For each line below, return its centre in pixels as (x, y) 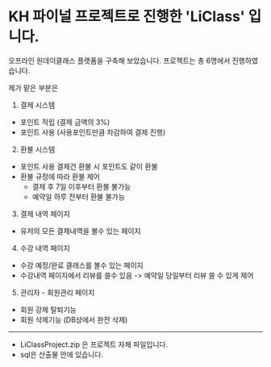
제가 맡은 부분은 (33, 88)
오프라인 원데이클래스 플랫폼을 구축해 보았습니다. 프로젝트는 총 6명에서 (119, 60)
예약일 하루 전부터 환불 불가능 (78, 196)
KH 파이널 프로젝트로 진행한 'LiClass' (127, 17)
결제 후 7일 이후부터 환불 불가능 (81, 186)
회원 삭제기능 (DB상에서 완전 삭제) (74, 319)
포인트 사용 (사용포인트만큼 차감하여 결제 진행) (93, 132)
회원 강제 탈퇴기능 (48, 309)
